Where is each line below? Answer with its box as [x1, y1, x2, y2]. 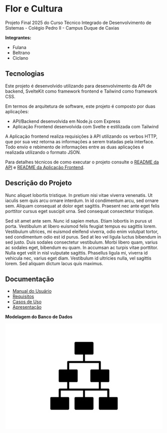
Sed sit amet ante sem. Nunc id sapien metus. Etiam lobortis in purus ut [5, 218, 152, 224]
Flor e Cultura [5, 3, 63, 15]
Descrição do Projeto [5, 179, 72, 187]
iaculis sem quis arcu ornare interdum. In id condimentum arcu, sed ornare [5, 197, 159, 203]
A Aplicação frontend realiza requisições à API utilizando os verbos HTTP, [5, 133, 157, 139]
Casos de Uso [12, 299, 41, 305]
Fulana [12, 44, 26, 50]
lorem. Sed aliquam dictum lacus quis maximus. [5, 260, 103, 266]
